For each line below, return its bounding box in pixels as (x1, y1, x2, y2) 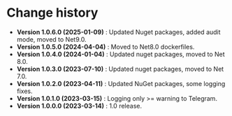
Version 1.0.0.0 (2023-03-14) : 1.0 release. (16, 101, 143, 110)
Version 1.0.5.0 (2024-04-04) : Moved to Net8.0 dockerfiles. (16, 42, 195, 51)
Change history (6, 5, 99, 21)
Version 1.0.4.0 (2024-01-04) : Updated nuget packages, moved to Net (16, 50, 225, 58)
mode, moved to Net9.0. (16, 35, 87, 43)
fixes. (16, 87, 33, 95)
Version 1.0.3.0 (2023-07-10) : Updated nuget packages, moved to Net (16, 65, 224, 73)
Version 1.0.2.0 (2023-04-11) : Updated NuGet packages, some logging (16, 79, 226, 88)
